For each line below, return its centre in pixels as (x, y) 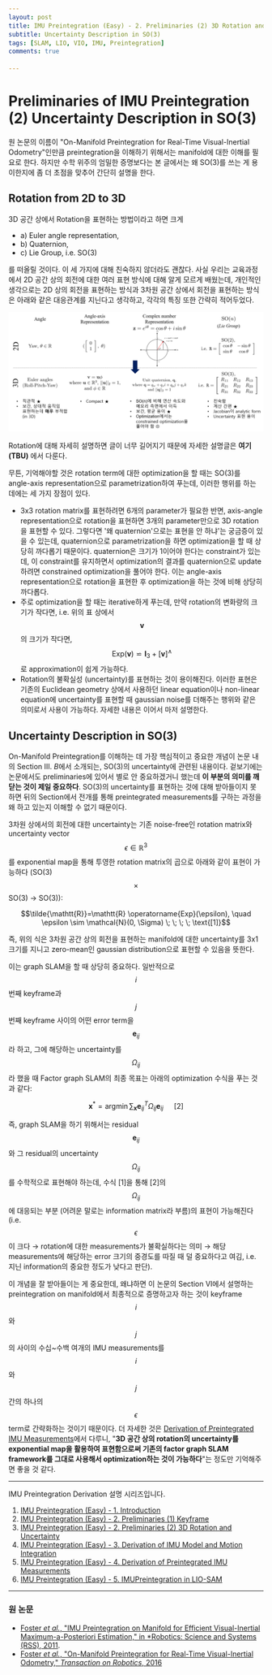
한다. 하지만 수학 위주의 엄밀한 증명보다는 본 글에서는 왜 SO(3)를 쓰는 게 (136, 162)
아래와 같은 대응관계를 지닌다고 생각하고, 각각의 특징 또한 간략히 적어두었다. (136, 300)
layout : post (30, 17)
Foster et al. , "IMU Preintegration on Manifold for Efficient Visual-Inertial (140, 1628)
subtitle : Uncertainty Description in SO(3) (85, 34)
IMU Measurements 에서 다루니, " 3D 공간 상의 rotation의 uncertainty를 (123, 1439)
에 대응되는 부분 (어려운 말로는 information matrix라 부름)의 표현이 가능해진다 (131, 1211)
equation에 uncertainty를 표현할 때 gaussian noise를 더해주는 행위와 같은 (138, 699)
